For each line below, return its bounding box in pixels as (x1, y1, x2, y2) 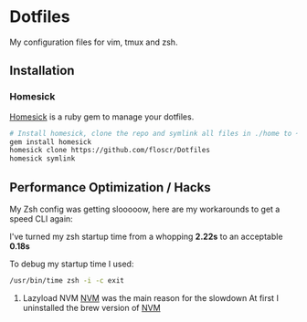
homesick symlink (9, 154, 76, 163)
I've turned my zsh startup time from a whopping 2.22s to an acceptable (9, 231, 283, 242)
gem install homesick (9, 137, 92, 147)
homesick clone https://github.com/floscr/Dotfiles (9, 146, 210, 155)
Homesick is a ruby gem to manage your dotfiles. (9, 111, 195, 122)
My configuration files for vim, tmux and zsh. (9, 36, 178, 47)
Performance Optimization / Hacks (9, 180, 212, 195)
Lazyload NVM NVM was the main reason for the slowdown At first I (22, 292, 279, 303)
